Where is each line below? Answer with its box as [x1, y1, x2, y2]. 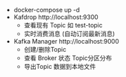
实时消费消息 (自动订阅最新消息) [23, 30, 115, 37]
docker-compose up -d [13, 6, 81, 14]
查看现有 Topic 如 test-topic [23, 21, 103, 29]
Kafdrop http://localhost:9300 [13, 13, 98, 21]
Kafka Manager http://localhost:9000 [13, 37, 119, 45]
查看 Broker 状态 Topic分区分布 [23, 54, 112, 62]
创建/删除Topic [23, 46, 67, 53]
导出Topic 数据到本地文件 [23, 63, 96, 70]
